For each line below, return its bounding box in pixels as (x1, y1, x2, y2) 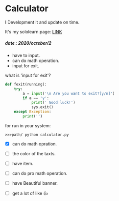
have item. (12, 161, 33, 167)
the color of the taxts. (12, 150, 56, 156)
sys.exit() (31, 105, 54, 110)
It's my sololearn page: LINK (5, 29, 62, 34)
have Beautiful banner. (12, 180, 58, 186)
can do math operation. (12, 57, 60, 63)
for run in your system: (5, 122, 51, 128)
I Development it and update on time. (5, 19, 80, 25)
